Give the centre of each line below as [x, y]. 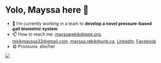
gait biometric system [35, 28]
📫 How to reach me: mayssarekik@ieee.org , [57, 34]
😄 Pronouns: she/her [33, 46]
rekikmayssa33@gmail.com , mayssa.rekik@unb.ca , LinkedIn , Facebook [84, 41]
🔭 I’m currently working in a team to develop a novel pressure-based [82, 23]
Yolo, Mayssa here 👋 [47, 10]
